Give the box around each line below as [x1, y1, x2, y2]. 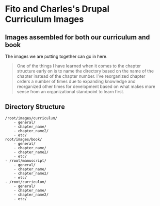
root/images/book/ [5, 137, 42, 142]
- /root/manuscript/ [5, 158, 47, 163]
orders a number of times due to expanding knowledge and [16, 79, 136, 84]
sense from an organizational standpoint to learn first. [16, 89, 125, 94]
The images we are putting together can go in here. [5, 53, 108, 59]
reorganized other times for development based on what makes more [16, 84, 156, 89]
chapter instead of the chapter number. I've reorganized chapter [16, 73, 145, 79]
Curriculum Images [5, 14, 84, 25]
